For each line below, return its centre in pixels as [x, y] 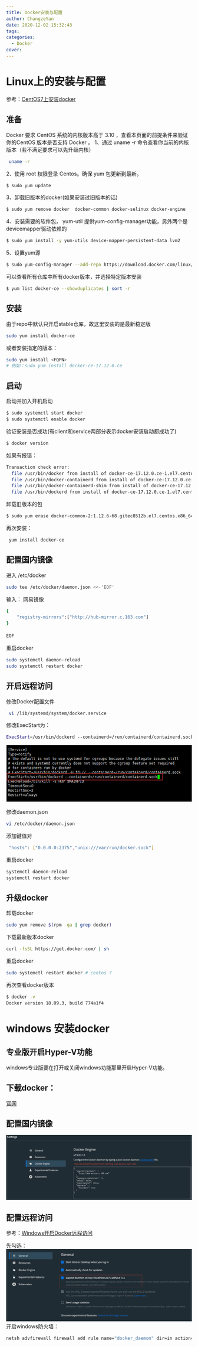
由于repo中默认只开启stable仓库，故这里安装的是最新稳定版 [79, 324]
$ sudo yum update [29, 185]
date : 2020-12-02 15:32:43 [39, 25]
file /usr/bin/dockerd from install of [60, 492]
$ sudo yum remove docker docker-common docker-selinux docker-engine [96, 210]
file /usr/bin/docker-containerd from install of [73, 480]
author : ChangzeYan [30, 19]
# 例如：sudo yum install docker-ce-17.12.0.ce [64, 366]
